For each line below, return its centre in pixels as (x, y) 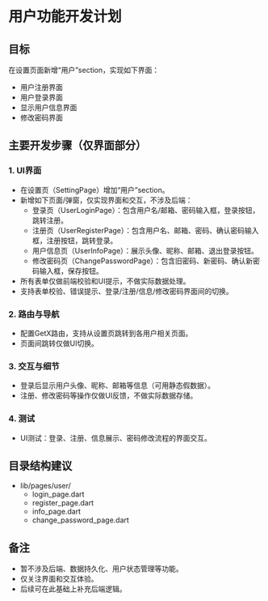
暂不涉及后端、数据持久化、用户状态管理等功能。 (101, 569)
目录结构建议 (40, 465)
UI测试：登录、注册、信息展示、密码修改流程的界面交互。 (115, 437)
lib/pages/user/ (45, 486)
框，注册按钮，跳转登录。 (75, 241)
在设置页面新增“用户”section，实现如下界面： (84, 70)
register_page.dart (63, 503)
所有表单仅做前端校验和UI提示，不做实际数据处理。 (105, 281)
